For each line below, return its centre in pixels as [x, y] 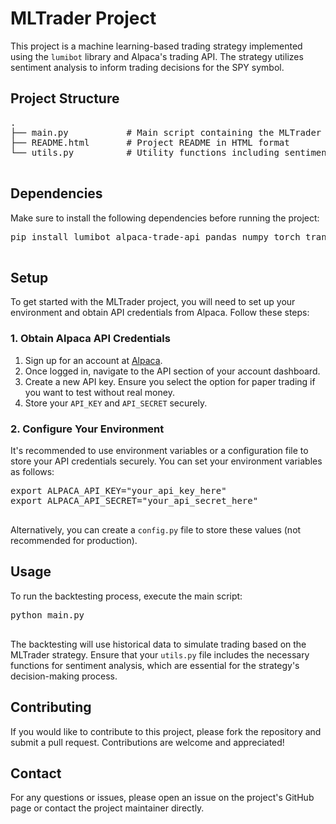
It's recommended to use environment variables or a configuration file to [159, 450]
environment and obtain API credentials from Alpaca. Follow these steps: [160, 313]
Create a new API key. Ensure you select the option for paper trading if [170, 381]
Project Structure [65, 98]
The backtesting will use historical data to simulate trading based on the [158, 644]
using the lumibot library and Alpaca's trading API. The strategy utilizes [157, 56]
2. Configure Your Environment [87, 429]
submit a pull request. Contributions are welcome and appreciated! [147, 742]
